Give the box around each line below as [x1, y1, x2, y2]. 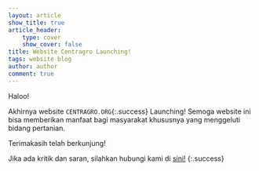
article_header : [8, 26, 61, 34]
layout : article [8, 11, 61, 20]
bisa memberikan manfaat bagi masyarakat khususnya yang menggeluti [8, 115, 241, 124]
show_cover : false [22, 41, 82, 49]
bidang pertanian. [8, 123, 65, 133]
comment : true [8, 70, 55, 78]
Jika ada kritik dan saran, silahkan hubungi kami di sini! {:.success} [8, 154, 225, 163]
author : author [8, 63, 58, 71]
